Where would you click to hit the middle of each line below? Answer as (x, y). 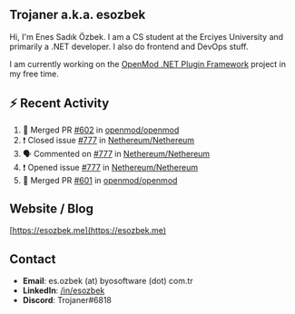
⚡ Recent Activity (59, 103)
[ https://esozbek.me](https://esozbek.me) (88, 231)
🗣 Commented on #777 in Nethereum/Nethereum (116, 153)
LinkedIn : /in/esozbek (64, 290)
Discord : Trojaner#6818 (67, 300)
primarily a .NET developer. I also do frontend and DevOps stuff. (129, 46)
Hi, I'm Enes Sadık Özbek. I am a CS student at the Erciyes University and (147, 36)
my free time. (34, 74)
